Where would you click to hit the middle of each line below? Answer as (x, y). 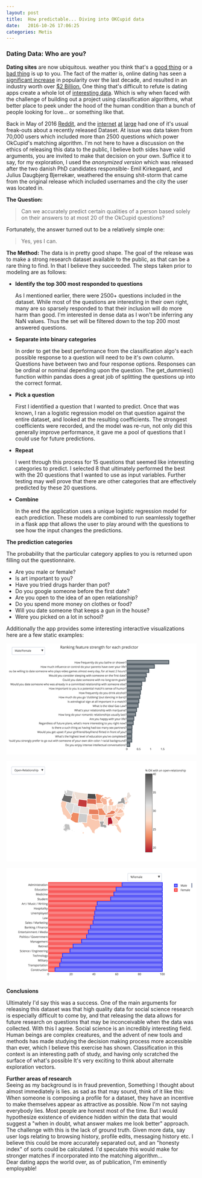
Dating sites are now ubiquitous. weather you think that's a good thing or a (99, 67)
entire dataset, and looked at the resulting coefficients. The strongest (101, 419)
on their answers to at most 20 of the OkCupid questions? (93, 217)
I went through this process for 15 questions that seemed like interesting (104, 462)
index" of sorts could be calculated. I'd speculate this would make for (92, 1149)
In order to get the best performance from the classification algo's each (104, 351)
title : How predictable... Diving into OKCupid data (75, 19)
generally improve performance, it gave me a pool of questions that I (100, 432)
